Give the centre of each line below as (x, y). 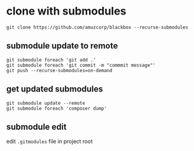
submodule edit (36, 126)
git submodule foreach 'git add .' (51, 60)
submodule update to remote (62, 46)
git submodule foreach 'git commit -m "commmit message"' (81, 65)
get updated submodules (55, 89)
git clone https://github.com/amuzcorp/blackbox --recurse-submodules (97, 27)
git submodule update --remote (46, 103)
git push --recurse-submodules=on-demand (59, 70)
